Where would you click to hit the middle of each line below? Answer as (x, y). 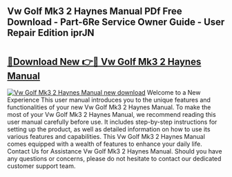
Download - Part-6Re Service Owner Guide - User (116, 22)
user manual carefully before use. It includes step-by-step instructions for (112, 122)
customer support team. (41, 166)
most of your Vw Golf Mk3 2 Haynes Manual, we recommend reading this (112, 114)
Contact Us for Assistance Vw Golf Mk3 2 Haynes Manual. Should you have (115, 151)
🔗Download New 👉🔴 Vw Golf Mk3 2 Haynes (104, 62)
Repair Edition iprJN (51, 33)
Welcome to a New (174, 92)
